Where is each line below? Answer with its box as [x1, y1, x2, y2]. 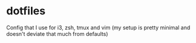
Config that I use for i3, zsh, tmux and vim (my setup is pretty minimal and [6, 24, 191, 31]
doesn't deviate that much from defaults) [6, 30, 108, 37]
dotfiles [6, 4, 46, 18]
